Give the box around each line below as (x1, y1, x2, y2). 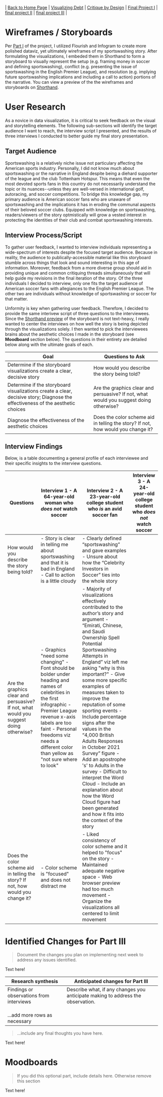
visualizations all (82, 904, 120, 911)
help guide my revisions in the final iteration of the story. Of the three (5, 275, 143, 281)
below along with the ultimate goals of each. (5, 341, 94, 347)
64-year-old (43, 493, 75, 500)
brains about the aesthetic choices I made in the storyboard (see (5, 331, 134, 337)
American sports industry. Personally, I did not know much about (5, 165, 134, 171)
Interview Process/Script (5, 231, 82, 240)
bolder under (40, 671, 70, 678)
